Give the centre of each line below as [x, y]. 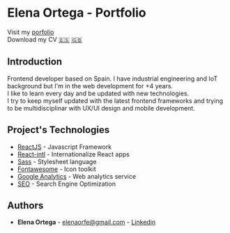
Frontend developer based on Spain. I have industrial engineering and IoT [113, 79]
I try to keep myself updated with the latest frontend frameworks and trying [115, 101]
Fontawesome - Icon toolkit [56, 169]
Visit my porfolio [31, 32]
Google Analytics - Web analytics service [77, 176]
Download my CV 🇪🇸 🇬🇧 [45, 39]
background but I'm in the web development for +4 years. [90, 86]
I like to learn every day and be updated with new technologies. [98, 93]
